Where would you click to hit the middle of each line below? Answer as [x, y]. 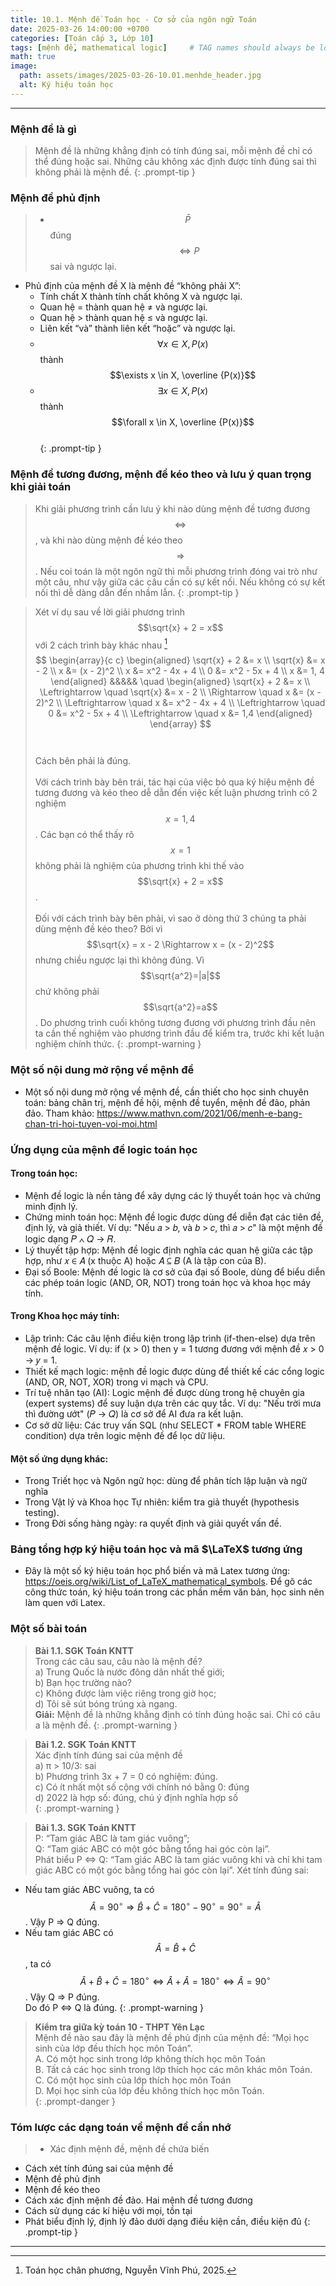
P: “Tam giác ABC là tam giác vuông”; [112, 1838]
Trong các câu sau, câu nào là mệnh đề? [118, 1661]
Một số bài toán [49, 1629]
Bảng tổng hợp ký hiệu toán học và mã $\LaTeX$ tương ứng [156, 1549]
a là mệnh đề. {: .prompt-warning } [106, 1725]
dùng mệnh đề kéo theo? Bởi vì [98, 929]
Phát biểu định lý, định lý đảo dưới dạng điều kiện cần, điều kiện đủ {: [167, 2222]
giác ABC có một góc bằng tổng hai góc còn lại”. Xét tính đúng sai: [171, 1870]
